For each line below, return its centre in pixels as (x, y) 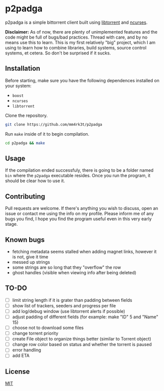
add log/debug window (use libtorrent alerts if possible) (69, 311)
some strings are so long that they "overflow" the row (66, 267)
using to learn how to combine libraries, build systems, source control (76, 48)
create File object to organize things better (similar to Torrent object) (82, 339)
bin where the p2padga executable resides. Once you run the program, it (78, 176)
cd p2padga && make (25, 143)
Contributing (25, 196)
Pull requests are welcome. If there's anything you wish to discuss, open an (82, 208)
